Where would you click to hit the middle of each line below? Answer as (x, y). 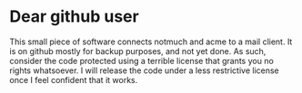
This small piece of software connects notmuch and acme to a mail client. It (151, 42)
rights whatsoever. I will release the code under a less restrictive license (144, 70)
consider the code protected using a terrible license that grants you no (142, 60)
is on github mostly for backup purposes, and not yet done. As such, (138, 51)
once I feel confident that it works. (74, 79)
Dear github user (74, 17)
